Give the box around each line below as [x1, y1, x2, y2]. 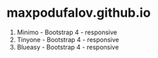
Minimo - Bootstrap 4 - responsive [16, 28, 118, 36]
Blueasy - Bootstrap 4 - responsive [16, 43, 119, 51]
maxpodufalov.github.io [6, 5, 151, 21]
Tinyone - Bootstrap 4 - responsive [16, 35, 119, 43]
